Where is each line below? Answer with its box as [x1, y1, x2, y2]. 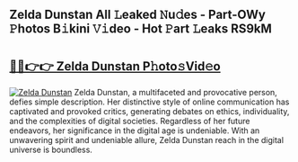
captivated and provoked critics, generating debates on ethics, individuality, [9, 106, 290, 116]
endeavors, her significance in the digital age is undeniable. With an [9, 125, 260, 136]
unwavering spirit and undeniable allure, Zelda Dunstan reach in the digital [9, 135, 285, 145]
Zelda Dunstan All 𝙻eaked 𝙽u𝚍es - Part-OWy [9, 7, 267, 22]
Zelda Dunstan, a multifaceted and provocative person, [74, 87, 278, 97]
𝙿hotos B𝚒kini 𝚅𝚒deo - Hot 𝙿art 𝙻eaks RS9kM [9, 22, 272, 37]
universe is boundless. [9, 144, 92, 155]
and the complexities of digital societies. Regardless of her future [9, 116, 250, 126]
